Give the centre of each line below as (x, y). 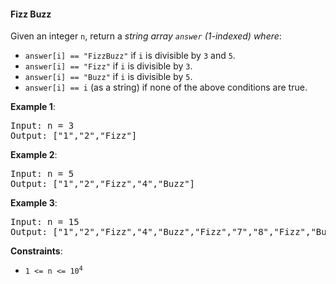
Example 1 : (33, 107)
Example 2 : (34, 155)
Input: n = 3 (42, 126)
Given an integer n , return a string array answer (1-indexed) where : (146, 36)
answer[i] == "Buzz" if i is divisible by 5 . (108, 77)
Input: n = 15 (45, 222)
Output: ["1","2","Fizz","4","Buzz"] (103, 184)
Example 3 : (34, 203)
